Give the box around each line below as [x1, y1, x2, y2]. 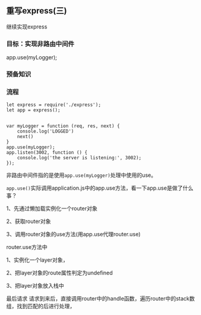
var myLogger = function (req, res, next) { [6, 123, 120, 129]
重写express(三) [6, 5, 68, 16]
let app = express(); [6, 107, 61, 113]
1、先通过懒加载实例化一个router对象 [6, 205, 98, 212]
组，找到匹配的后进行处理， [6, 302, 75, 310]
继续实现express [6, 23, 48, 30]
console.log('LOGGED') [17, 128, 74, 134]
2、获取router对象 [6, 217, 51, 225]
